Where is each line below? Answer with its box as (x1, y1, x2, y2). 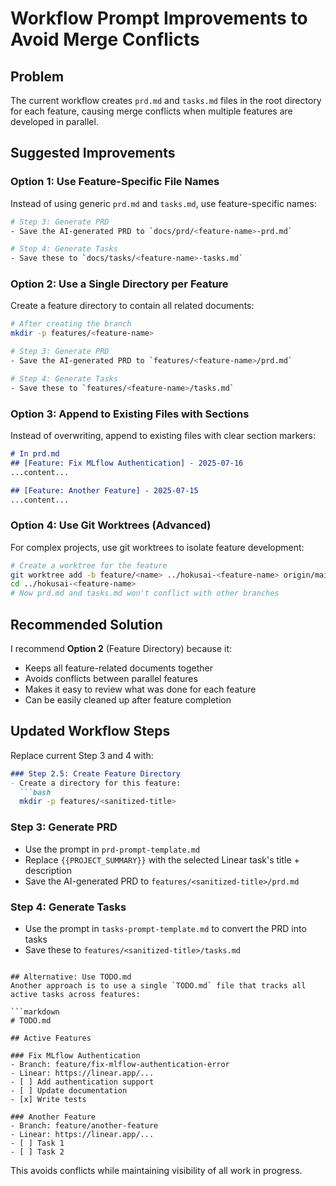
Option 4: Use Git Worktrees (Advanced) (10, 518, 212, 532)
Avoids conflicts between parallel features (24, 673, 198, 685)
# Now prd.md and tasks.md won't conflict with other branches (10, 588, 280, 599)
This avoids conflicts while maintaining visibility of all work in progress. (10, 1164, 303, 1176)
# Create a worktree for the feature (10, 560, 168, 571)
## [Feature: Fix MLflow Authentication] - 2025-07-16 (10, 458, 244, 468)
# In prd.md (10, 449, 60, 459)
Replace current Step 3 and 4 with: (10, 749, 154, 761)
